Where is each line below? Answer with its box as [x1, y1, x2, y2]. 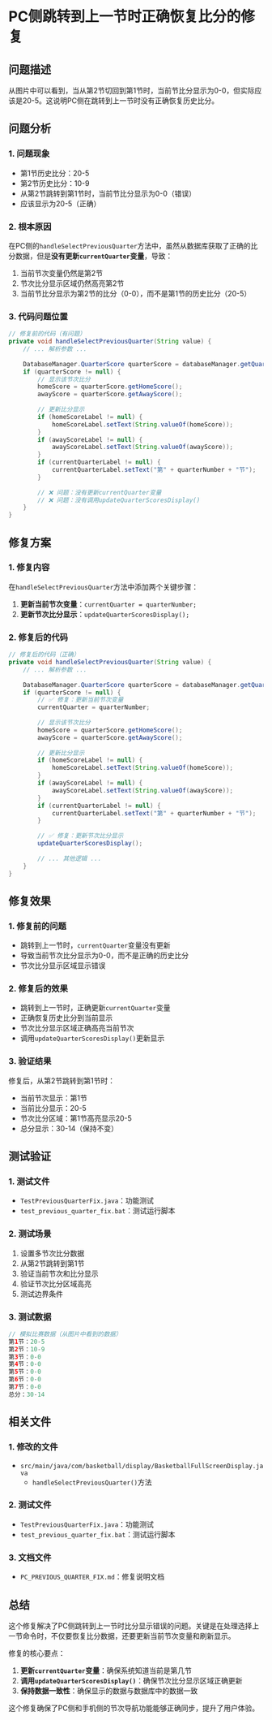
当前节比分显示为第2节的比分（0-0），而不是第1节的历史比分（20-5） [19, 288, 252, 298]
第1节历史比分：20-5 [19, 168, 90, 178]
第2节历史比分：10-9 [19, 178, 90, 188]
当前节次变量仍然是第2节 [19, 268, 104, 278]
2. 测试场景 [8, 1228, 52, 1239]
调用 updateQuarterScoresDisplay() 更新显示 [19, 1033, 165, 1044]
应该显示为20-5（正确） [19, 198, 101, 208]
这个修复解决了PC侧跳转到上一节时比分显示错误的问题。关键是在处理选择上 [8, 1621, 260, 1631]
